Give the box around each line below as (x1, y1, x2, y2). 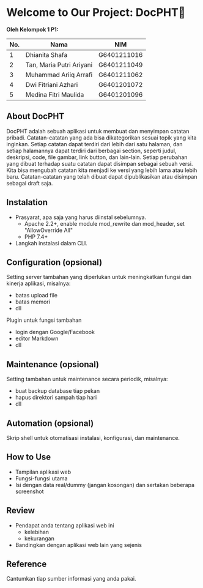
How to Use (6, 452, 51, 463)
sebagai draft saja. (6, 179, 53, 187)
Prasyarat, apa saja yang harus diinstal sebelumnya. (15, 214, 147, 221)
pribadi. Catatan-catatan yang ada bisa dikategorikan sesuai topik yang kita (6, 134, 197, 141)
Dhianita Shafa (25, 50, 68, 59)
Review (6, 505, 35, 516)
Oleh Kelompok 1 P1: (6, 26, 59, 33)
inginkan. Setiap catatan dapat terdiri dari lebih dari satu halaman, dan (6, 140, 183, 147)
